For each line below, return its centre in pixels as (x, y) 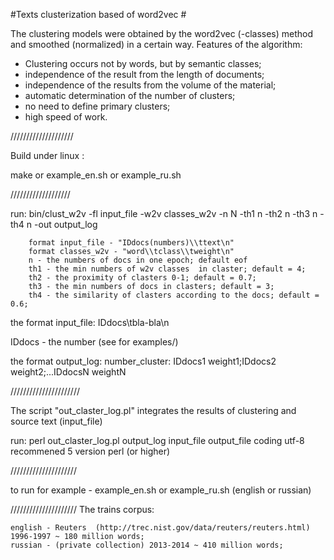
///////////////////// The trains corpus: (82, 509)
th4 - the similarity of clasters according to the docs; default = (174, 295)
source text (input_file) (56, 421)
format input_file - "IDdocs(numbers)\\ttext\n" (131, 243)
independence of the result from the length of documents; (144, 74)
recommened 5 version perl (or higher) (90, 451)
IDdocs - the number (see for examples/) (94, 342)
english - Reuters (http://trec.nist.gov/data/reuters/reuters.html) (160, 528)
